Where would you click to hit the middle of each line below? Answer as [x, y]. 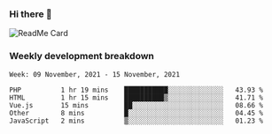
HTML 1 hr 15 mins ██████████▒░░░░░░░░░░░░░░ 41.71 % [136, 97]
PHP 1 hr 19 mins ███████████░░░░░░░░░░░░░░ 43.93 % [136, 90]
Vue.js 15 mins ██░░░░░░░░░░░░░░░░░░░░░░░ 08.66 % [136, 105]
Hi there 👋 [31, 14]
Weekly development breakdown [82, 56]
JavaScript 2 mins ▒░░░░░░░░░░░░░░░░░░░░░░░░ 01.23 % [136, 121]
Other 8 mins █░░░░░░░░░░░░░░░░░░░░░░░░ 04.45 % [136, 113]
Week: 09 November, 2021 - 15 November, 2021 [94, 74]
